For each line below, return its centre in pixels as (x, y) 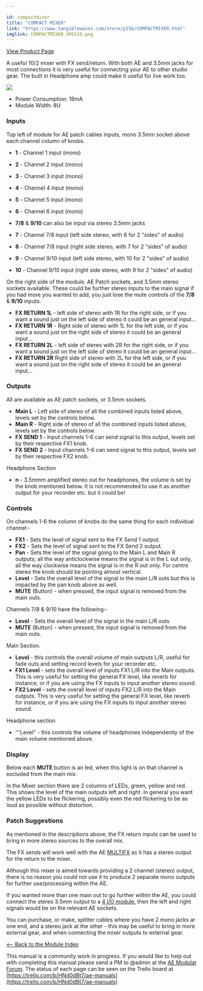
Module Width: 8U (38, 105)
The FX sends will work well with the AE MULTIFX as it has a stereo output (99, 852)
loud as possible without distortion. (50, 805)
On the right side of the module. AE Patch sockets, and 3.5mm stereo (92, 282)
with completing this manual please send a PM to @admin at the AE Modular (101, 962)
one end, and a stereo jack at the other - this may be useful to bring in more (101, 926)
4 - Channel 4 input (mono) (49, 188)
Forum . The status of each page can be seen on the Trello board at (90, 969)
